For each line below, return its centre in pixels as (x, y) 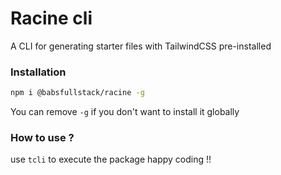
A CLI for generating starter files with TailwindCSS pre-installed (141, 46)
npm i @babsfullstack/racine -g (77, 93)
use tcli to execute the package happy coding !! (111, 159)
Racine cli (51, 18)
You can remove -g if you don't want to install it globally (125, 112)
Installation (38, 72)
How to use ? (42, 138)
